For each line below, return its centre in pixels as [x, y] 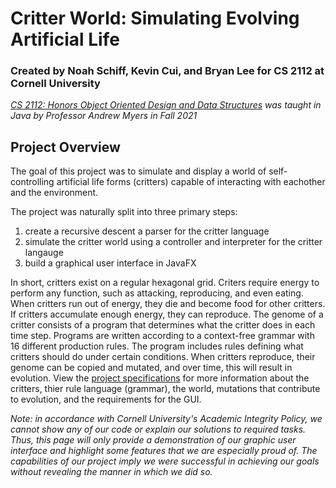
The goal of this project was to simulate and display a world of [138, 171]
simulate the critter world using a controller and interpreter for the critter [173, 242]
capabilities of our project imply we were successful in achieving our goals [165, 461]
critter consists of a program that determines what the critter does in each [163, 325]
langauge [44, 253]
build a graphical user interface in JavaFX [110, 263]
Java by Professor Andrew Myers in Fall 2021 [104, 116]
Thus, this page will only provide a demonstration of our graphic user [153, 440]
